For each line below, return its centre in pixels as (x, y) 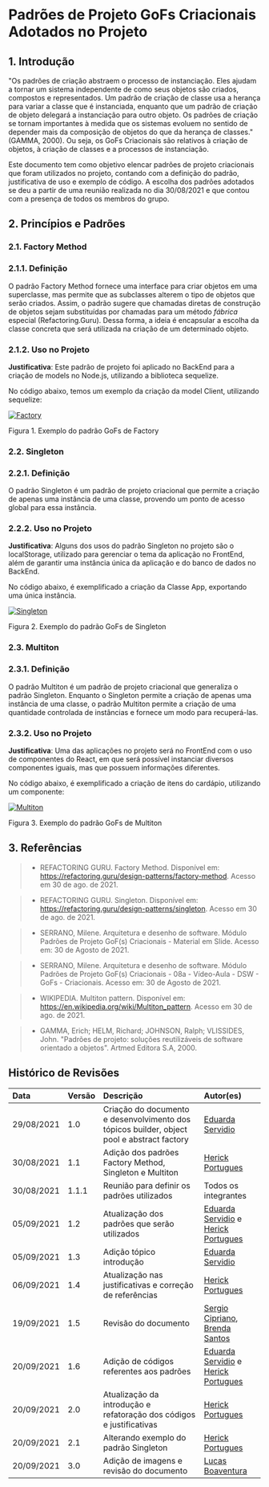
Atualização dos (133, 1213)
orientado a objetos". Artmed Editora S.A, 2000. (118, 1048)
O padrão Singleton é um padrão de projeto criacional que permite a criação (134, 491)
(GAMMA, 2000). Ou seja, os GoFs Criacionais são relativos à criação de (128, 141)
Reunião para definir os (147, 1185)
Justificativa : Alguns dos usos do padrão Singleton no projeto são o (121, 546)
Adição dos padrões (141, 1152)
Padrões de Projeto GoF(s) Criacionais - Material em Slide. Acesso (149, 941)
